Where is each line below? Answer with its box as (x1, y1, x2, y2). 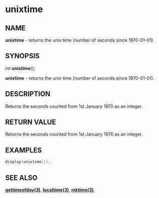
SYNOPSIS (5, 52, 40, 60)
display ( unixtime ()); (5, 160, 51, 165)
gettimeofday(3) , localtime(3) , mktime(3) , (5, 186, 95, 193)
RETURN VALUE (5, 118, 57, 127)
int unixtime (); (5, 65, 35, 71)
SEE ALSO (5, 173, 38, 182)
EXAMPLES (5, 146, 42, 154)
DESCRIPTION (5, 90, 50, 98)
